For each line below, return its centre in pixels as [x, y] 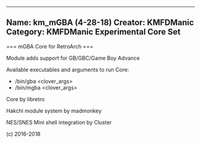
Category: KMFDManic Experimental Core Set [93, 32]
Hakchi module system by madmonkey [54, 111]
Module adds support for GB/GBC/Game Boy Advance [73, 58]
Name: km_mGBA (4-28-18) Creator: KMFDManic [100, 22]
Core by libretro [25, 99]
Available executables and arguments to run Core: [68, 69]
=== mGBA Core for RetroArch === [50, 46]
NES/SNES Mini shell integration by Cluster [59, 122]
